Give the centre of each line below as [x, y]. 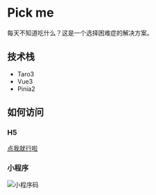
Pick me [31, 13]
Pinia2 [26, 89]
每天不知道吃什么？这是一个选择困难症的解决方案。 [80, 33]
